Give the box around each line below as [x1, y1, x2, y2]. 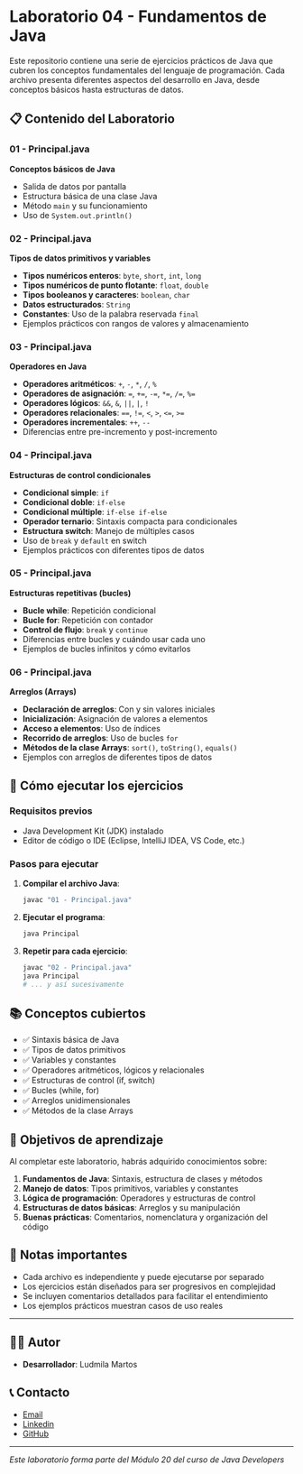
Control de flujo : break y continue [22, 624, 149, 635]
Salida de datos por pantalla [22, 180, 127, 191]
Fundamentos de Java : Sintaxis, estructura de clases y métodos [22, 1174, 263, 1184]
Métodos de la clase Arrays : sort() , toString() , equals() [22, 742, 238, 753]
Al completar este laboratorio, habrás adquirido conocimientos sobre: [9, 1156, 268, 1167]
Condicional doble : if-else [22, 496, 126, 507]
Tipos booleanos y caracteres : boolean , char [22, 289, 191, 299]
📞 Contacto [9, 1385, 70, 1400]
